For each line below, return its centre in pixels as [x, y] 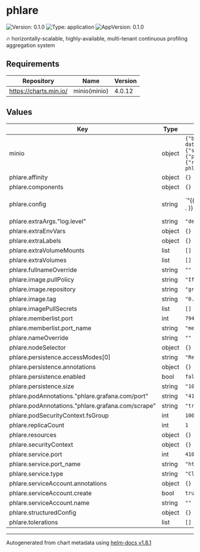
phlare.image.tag [33, 299]
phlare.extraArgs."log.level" [48, 221]
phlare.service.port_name [45, 464]
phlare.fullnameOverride [43, 269]
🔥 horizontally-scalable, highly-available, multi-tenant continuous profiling [97, 38]
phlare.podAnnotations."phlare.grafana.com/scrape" [83, 406]
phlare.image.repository [43, 289]
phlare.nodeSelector [38, 347]
